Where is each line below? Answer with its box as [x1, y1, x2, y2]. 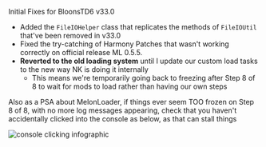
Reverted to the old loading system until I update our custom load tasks [19, 56, 258, 66]
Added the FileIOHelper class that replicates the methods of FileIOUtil [19, 22, 257, 31]
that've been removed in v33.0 [19, 31, 121, 40]
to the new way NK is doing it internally [19, 65, 149, 74]
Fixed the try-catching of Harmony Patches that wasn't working [19, 39, 229, 49]
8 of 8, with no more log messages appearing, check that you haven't [8, 105, 237, 115]
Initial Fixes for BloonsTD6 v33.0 [8, 7, 115, 16]
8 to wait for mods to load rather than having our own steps [31, 81, 228, 91]
